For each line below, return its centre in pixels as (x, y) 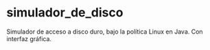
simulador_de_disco (65, 13)
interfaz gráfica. (29, 38)
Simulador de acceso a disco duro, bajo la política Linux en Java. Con (105, 32)
